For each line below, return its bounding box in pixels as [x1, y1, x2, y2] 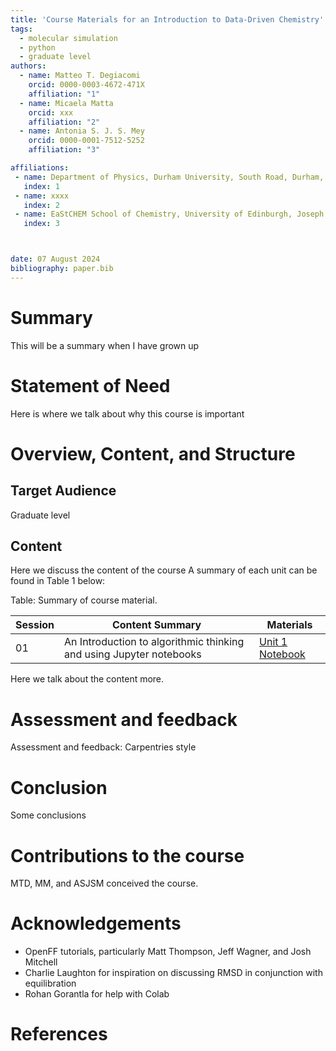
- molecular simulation [19, 33, 118, 43]
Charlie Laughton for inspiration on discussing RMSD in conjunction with [24, 967, 323, 979]
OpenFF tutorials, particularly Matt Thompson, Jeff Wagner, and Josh [24, 946, 312, 958]
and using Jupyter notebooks [64, 647, 202, 661]
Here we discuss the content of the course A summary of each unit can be [10, 564, 318, 576]
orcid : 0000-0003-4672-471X [28, 80, 145, 90]
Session [15, 618, 55, 632]
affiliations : [10, 163, 70, 173]
